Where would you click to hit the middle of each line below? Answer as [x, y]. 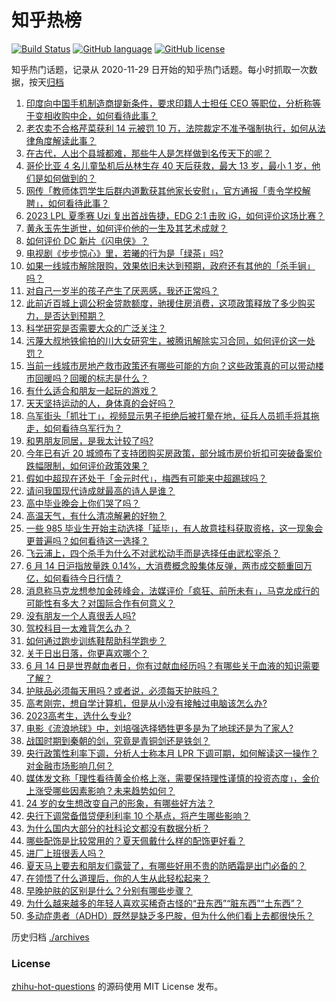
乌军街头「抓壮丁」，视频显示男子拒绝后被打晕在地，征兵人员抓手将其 [168, 415]
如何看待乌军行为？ [83, 428]
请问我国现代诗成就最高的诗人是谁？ [100, 490]
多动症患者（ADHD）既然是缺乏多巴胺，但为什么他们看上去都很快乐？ [170, 915]
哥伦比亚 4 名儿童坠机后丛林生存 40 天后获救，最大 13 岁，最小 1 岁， [169, 165]
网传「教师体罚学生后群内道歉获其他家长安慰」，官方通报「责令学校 [164, 190]
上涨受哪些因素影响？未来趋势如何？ [100, 790]
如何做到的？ [70, 178]
